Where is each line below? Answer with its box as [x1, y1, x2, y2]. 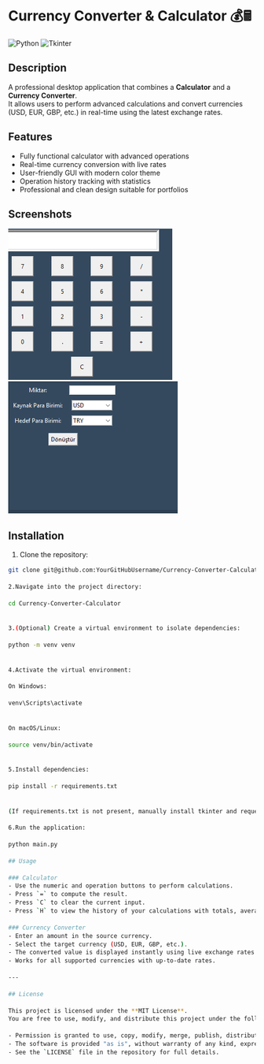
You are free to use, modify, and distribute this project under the [8, 1015, 241, 1023]
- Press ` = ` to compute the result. [8, 891, 128, 898]
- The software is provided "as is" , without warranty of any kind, [8, 1040, 237, 1048]
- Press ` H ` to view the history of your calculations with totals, [8, 907, 237, 915]
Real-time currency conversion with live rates [19, 159, 167, 169]
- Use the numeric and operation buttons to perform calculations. [8, 882, 234, 890]
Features [8, 130, 53, 143]
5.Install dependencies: [8, 766, 90, 774]
